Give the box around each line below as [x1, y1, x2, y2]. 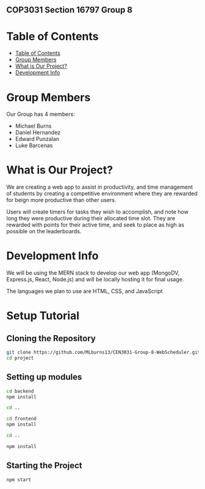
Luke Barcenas [15, 142, 53, 149]
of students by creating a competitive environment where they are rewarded [6, 190, 198, 197]
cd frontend [6, 416, 37, 422]
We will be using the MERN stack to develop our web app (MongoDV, [6, 269, 180, 277]
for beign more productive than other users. [6, 197, 117, 204]
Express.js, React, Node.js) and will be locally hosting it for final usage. [6, 276, 184, 283]
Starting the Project [6, 460, 82, 471]
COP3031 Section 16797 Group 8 [6, 5, 133, 15]
